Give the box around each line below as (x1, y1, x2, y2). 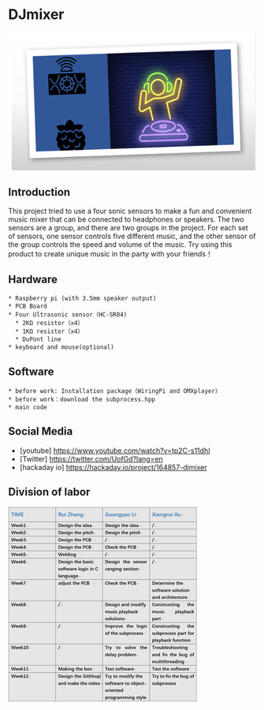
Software (8, 364, 54, 378)
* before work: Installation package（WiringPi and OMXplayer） (8, 387, 221, 395)
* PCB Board (8, 302, 47, 311)
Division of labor (8, 485, 91, 499)
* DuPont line (15, 335, 61, 344)
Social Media (8, 424, 73, 439)
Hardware (8, 272, 58, 286)
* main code (8, 404, 47, 412)
